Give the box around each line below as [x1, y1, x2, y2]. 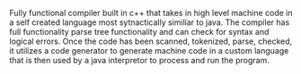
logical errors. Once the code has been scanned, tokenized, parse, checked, [9, 36, 293, 46]
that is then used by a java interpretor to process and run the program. [9, 55, 270, 65]
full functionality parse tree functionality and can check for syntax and [9, 27, 270, 37]
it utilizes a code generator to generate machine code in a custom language [9, 45, 289, 56]
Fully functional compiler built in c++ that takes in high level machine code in [9, 8, 294, 18]
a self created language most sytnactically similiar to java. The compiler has [9, 17, 290, 28]
